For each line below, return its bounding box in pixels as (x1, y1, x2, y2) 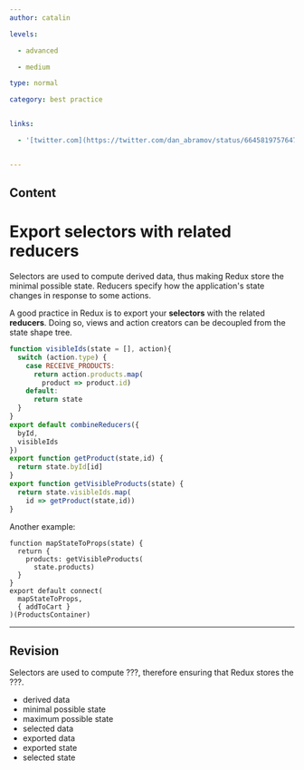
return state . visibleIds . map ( (17, 487, 131, 497)
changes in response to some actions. (9, 290, 152, 301)
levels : (9, 29, 39, 39)
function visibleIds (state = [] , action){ (9, 345, 172, 354)
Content (9, 185, 57, 200)
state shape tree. (9, 327, 72, 338)
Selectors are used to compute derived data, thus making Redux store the (9, 271, 285, 282)
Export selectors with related (9, 221, 233, 242)
